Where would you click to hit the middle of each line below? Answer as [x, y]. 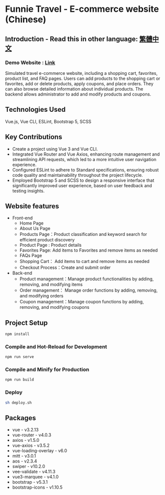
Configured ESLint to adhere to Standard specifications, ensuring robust [85, 170]
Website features [32, 206]
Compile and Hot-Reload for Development [56, 347]
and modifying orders [41, 296]
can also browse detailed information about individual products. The [74, 89]
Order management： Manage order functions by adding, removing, [88, 290]
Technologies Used [35, 110]
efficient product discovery [47, 240]
